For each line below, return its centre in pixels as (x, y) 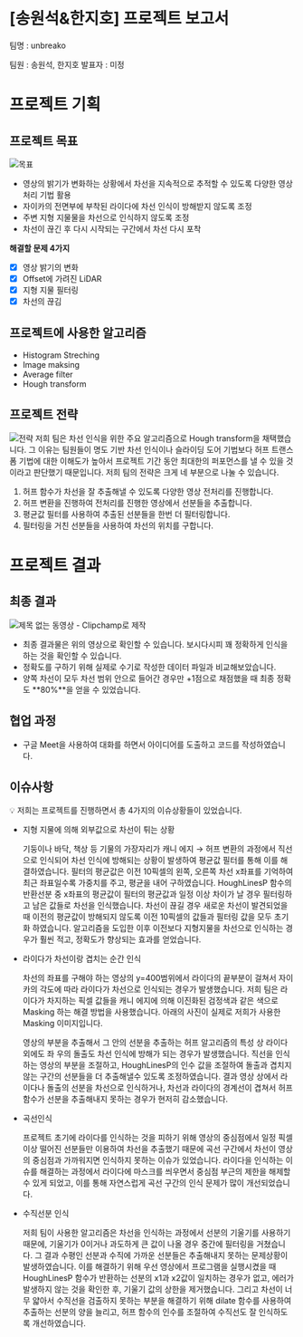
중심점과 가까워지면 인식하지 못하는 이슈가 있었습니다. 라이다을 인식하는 (158, 1160)
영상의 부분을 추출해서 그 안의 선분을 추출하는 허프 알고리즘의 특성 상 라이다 (155, 1043)
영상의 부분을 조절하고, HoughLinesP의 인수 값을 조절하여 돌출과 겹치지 (166, 1065)
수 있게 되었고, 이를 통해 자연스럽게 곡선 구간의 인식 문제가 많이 (133, 1183)
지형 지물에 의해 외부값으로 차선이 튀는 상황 (99, 830)
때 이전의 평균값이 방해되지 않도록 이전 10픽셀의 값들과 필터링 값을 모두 (147, 917)
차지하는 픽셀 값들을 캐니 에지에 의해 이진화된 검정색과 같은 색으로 (162, 1001)
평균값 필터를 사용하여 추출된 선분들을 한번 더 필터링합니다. (126, 514)
